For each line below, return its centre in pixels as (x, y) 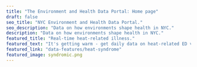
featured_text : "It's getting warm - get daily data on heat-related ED (97, 44)
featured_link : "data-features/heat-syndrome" (64, 50)
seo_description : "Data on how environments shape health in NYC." (90, 28)
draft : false (22, 17)
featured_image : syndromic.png (44, 55)
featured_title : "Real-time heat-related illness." (70, 38)
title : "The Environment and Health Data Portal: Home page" (82, 11)
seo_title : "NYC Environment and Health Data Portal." (74, 22)
